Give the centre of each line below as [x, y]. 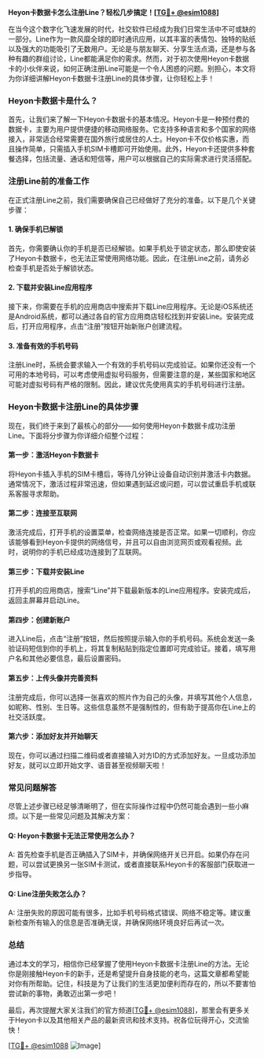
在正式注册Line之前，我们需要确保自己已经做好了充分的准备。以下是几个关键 [132, 199]
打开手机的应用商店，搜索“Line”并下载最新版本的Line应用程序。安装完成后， [132, 590]
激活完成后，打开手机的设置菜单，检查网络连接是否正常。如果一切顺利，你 [128, 532]
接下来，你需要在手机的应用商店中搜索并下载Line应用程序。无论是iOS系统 [127, 306]
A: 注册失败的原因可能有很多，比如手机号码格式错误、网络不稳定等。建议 [126, 913]
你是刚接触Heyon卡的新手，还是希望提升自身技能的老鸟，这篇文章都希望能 [129, 974]
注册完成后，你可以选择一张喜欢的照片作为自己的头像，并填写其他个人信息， [132, 697]
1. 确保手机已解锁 [36, 229]
